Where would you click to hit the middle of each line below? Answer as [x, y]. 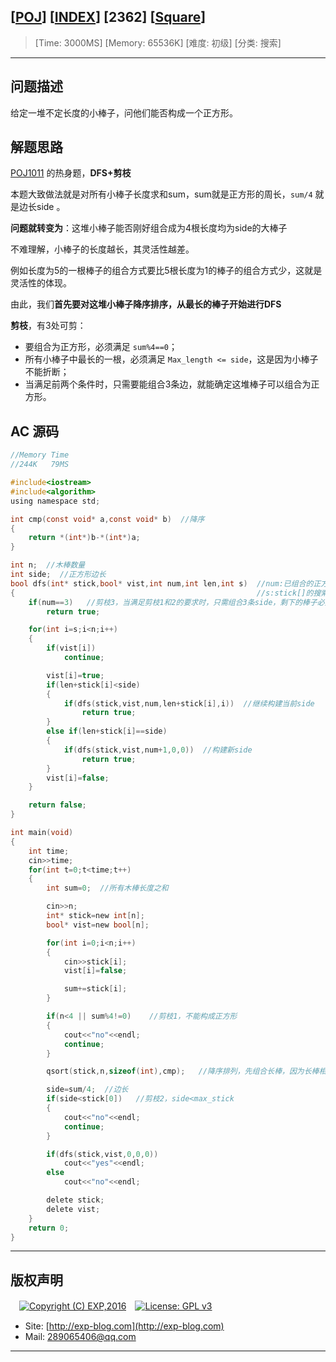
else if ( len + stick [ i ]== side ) [107, 731]
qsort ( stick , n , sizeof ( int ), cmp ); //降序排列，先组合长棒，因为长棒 [183, 1071]
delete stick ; [75, 1200]
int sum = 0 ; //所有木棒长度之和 [107, 888]
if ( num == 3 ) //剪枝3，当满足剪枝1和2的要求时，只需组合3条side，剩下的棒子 [173, 602]
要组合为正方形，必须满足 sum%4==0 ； [101, 347]
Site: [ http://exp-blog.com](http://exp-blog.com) [124, 1326]
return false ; [57, 805]
